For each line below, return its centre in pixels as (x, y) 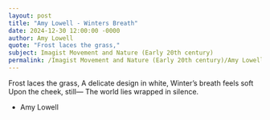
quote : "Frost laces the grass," (64, 46)
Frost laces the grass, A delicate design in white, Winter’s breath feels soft (131, 83)
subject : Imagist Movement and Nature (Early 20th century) (111, 53)
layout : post (30, 16)
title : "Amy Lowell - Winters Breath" (73, 23)
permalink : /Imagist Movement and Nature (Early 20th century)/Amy (124, 61)
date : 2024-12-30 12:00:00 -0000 (64, 30)
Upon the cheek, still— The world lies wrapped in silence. (104, 91)
